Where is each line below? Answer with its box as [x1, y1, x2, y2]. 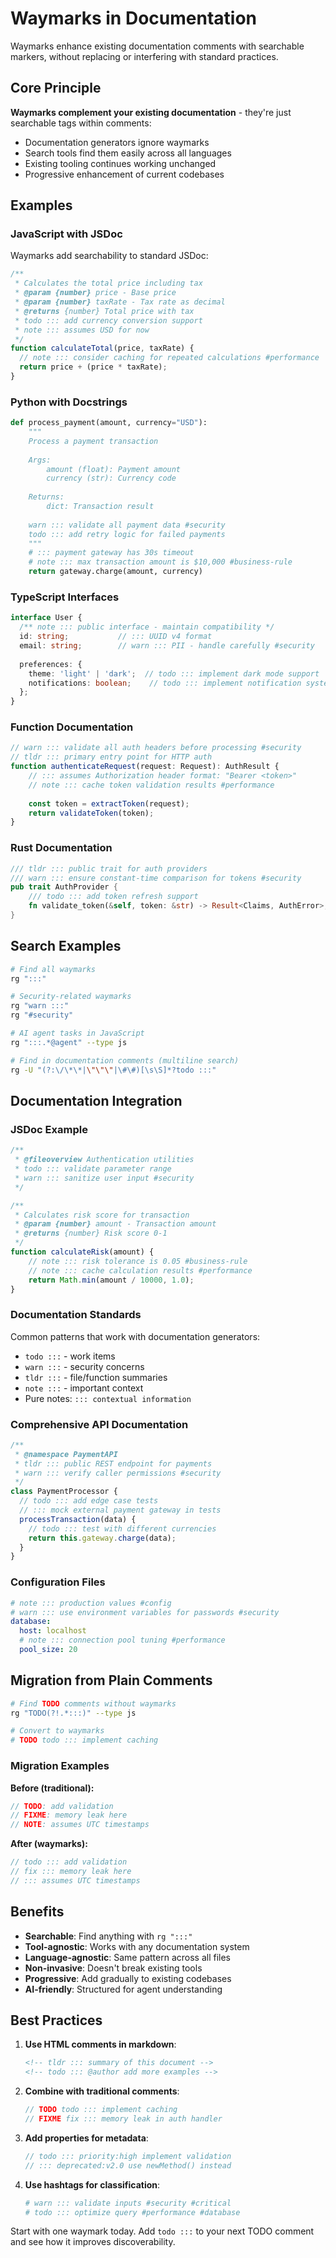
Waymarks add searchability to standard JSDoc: [10, 250, 209, 262]
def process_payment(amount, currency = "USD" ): [10, 418, 208, 428]
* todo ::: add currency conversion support [14, 315, 203, 326]
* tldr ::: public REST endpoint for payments [14, 1458, 213, 1469]
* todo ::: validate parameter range [14, 1164, 172, 1174]
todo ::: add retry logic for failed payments [28, 529, 226, 539]
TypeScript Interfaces [10, 590, 120, 604]
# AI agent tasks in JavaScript [10, 1028, 145, 1039]
